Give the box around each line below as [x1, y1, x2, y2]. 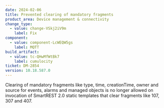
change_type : [5, 21, 33, 27]
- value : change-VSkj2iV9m [10, 26, 66, 31]
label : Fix [14, 31, 37, 36]
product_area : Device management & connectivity [5, 17, 109, 22]
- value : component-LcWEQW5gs [10, 40, 73, 45]
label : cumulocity [14, 59, 53, 64]
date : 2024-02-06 [5, 7, 42, 13]
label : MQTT [14, 45, 39, 50]
